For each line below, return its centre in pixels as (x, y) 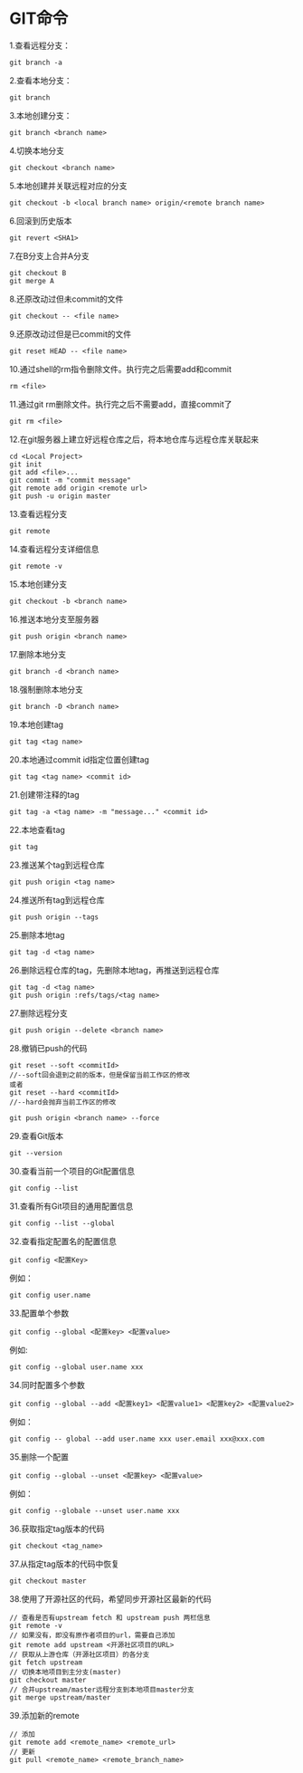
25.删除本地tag (37, 934)
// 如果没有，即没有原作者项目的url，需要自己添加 (92, 1635)
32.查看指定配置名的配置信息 (63, 1241)
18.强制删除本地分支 (47, 689)
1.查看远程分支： (40, 45)
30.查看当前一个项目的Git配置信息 (72, 1171)
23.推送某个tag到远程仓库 (57, 865)
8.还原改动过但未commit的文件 (66, 299)
